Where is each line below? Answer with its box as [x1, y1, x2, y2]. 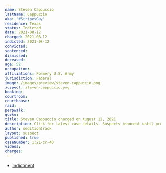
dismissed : [5, 53, 28, 58]
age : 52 [5, 62, 21, 67]
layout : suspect [5, 131, 39, 136]
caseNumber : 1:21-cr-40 [5, 140, 54, 145]
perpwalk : [5, 108, 26, 113]
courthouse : [5, 99, 30, 104]
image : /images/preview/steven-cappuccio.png [5, 80, 100, 85]
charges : [5, 149, 23, 154]
